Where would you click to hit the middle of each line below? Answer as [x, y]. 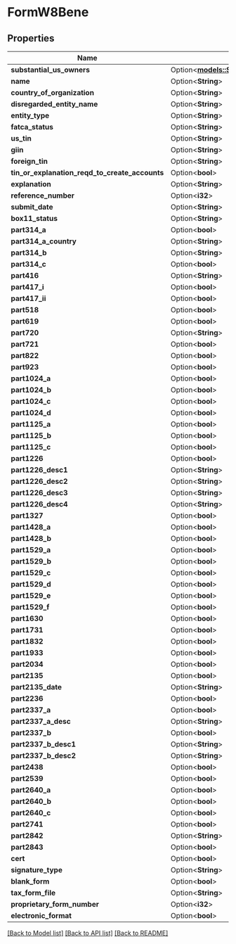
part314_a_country [44, 241]
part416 [25, 275]
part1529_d [31, 584]
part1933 [27, 653]
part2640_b [31, 801]
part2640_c [31, 813]
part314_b [29, 253]
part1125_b [31, 435]
